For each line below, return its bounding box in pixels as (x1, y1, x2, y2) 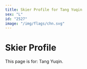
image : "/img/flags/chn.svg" (5, 21, 65, 26)
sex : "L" (5, 12, 23, 17)
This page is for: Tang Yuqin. (5, 59, 63, 65)
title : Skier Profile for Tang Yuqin (5, 7, 83, 12)
